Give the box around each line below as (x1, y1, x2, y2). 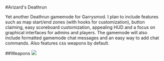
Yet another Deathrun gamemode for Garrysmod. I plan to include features (5, 14, 158, 19)
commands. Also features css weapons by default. (5, 40, 109, 46)
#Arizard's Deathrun (5, 4, 47, 10)
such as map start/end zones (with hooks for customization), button (5, 19, 145, 25)
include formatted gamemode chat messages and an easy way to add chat (5, 35, 159, 41)
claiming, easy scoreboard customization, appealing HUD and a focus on (5, 24, 155, 30)
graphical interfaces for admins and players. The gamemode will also (5, 30, 147, 35)
